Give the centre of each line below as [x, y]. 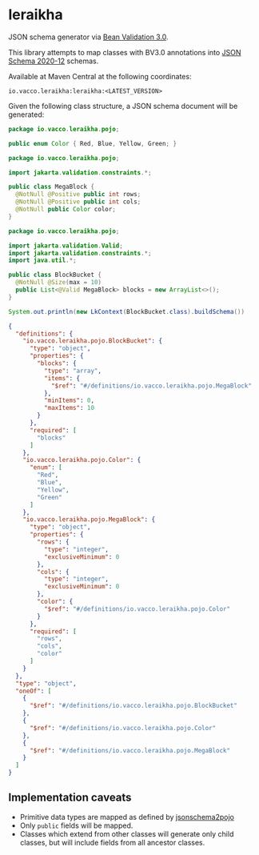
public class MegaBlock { [51, 187]
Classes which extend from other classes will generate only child [127, 833]
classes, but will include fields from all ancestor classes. [112, 842]
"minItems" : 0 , [69, 401]
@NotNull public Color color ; [66, 210]
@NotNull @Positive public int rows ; [78, 195]
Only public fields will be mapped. [76, 825]
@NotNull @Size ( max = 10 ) [59, 283]
